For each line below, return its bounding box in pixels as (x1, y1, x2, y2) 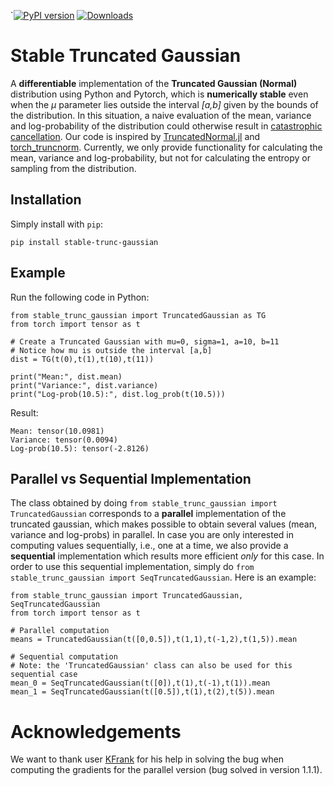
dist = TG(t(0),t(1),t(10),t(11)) (10, 354, 155, 364)
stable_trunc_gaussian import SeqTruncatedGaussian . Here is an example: (10, 571, 317, 584)
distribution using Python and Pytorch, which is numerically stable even (10, 88, 309, 100)
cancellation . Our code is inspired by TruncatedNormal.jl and (10, 130, 261, 142)
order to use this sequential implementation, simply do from (10, 561, 255, 573)
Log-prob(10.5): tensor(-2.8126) (10, 443, 150, 454)
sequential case (10, 670, 78, 680)
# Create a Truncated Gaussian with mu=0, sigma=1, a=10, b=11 (10, 336, 280, 347)
